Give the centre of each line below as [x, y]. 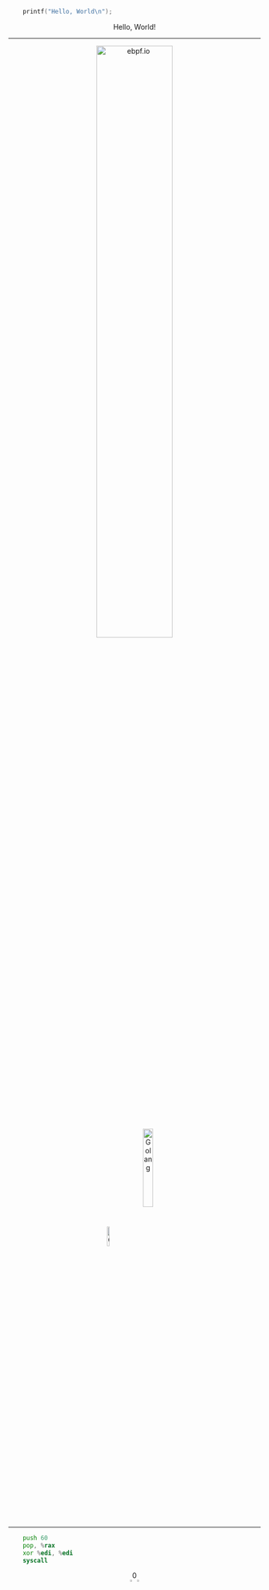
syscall [35, 1560]
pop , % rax [39, 1545]
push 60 [35, 1538]
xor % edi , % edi [48, 1553]
